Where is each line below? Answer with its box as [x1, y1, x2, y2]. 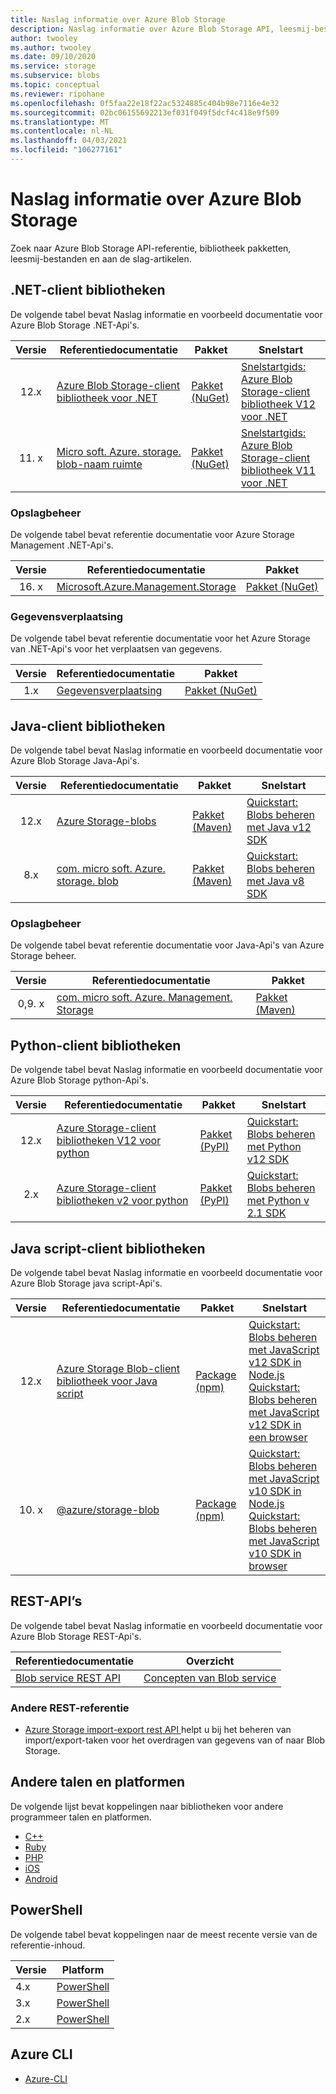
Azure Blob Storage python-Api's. [10, 1074, 150, 1086]
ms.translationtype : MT [10, 117, 110, 127]
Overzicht [185, 1654, 235, 1668]
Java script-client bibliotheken [10, 1240, 206, 1257]
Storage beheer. [10, 950, 77, 962]
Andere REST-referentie [10, 1701, 130, 1715]
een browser [248, 1430, 308, 1444]
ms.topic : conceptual [10, 80, 101, 90]
